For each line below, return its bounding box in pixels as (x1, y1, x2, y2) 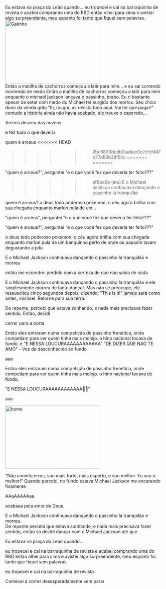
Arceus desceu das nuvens (5, 120, 62, 125)
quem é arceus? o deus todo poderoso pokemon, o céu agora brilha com (5, 200, 156, 205)
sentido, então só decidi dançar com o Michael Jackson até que (5, 529, 138, 535)
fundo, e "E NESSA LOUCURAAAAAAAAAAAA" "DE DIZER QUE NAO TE (5, 341, 154, 347)
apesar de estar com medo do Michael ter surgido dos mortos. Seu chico (5, 99, 156, 105)
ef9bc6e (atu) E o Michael (92, 179, 146, 185)
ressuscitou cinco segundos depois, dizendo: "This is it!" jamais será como (5, 290, 160, 296)
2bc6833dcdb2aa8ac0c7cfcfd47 (92, 149, 161, 155)
